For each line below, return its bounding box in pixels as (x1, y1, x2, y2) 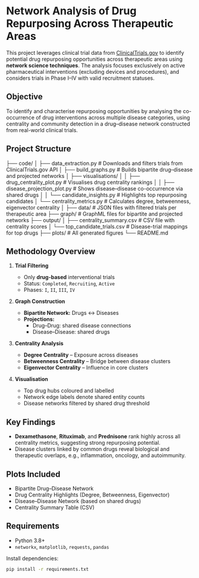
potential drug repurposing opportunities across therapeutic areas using (6, 55, 183, 63)
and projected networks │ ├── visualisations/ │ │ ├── (6, 172, 140, 179)
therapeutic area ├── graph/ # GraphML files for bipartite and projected (6, 210, 183, 217)
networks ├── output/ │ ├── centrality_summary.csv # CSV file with (6, 216, 175, 224)
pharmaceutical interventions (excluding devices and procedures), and (6, 68, 179, 75)
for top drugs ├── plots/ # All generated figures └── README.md (6, 229, 169, 236)
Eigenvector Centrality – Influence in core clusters (23, 364, 149, 371)
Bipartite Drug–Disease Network (14, 485, 94, 492)
